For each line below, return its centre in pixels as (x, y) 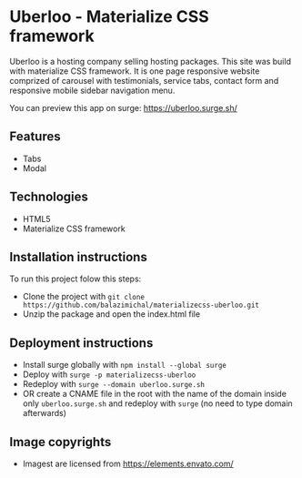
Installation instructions (78, 257)
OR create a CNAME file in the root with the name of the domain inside (154, 394)
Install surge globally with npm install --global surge (125, 365)
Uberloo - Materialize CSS (109, 17)
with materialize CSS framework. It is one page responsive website (135, 71)
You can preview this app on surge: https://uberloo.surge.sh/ (124, 107)
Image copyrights (60, 442)
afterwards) (44, 413)
